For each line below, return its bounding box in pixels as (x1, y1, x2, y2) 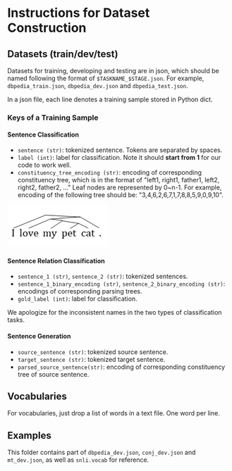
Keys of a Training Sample (7, 113, 99, 123)
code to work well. (17, 161, 72, 170)
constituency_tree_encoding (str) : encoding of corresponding (17, 168, 202, 177)
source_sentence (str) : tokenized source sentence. (17, 347, 169, 356)
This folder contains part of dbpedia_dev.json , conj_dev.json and (7, 448, 196, 457)
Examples (7, 429, 51, 441)
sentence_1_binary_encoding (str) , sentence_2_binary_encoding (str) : (17, 280, 226, 288)
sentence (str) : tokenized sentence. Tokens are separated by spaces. (17, 146, 223, 154)
